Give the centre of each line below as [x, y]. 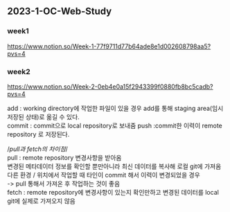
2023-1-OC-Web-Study [60, 11]
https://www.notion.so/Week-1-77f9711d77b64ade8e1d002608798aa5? [109, 46]
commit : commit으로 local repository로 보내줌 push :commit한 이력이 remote [115, 125]
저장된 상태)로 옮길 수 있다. [43, 116]
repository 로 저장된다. [38, 134]
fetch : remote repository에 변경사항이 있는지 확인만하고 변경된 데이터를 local [113, 192]
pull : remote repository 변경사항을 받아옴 [64, 157]
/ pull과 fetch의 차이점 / [37, 149]
